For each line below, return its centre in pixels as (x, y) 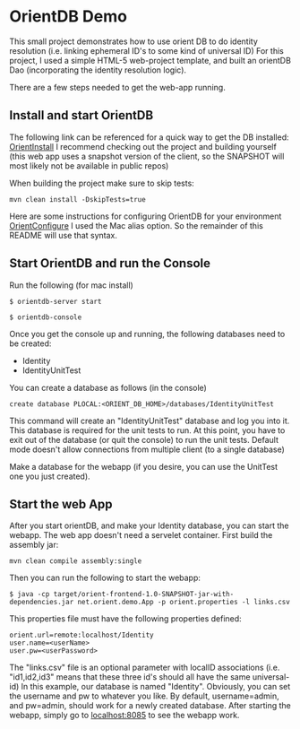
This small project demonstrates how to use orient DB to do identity (133, 41)
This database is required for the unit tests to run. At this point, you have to (147, 430)
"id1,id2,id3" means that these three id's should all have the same (130, 677)
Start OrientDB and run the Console (110, 263)
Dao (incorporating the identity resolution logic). (98, 70)
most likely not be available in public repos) (89, 165)
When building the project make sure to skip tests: (102, 183)
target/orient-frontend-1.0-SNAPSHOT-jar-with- (144, 594)
